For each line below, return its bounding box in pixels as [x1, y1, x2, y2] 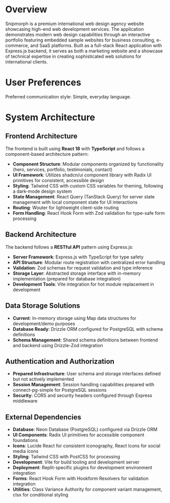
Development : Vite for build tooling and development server [12, 459, 140, 465]
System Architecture [5, 112, 95, 124]
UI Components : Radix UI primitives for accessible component [12, 432, 144, 438]
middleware [12, 398, 38, 404]
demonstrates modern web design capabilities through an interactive [5, 31, 151, 37]
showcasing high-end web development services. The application [5, 26, 144, 32]
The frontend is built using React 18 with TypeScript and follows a [5, 145, 144, 152]
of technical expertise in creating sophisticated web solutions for [5, 53, 142, 59]
